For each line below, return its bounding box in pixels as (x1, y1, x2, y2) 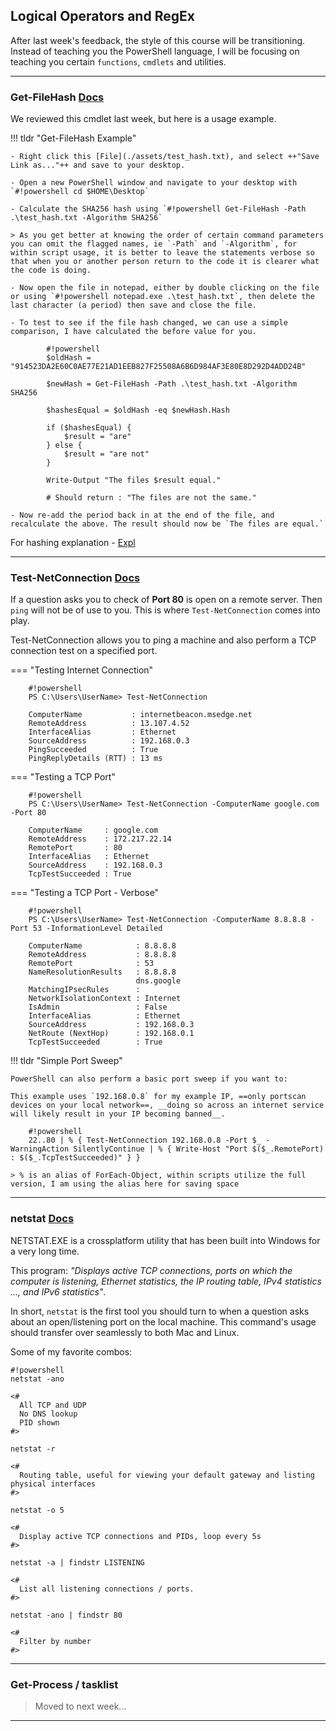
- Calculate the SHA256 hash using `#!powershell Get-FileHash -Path (10, 204, 307, 214)
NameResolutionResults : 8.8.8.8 (28, 967, 177, 978)
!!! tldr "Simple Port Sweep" (10, 1055, 123, 1067)
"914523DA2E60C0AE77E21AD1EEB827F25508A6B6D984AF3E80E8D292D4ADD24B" (10, 362, 307, 372)
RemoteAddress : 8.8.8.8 (28, 950, 177, 960)
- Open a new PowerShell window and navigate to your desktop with (10, 178, 298, 188)
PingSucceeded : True (28, 745, 159, 755)
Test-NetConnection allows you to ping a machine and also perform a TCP (10, 634, 317, 646)
